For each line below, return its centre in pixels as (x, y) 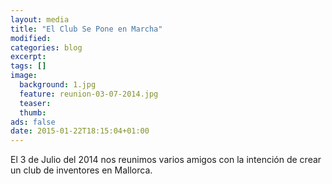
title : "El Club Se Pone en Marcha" (86, 29)
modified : (31, 38)
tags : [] (28, 66)
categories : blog (46, 47)
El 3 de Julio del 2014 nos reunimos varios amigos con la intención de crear (166, 160)
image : (24, 76)
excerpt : (28, 57)
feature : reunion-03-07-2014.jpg (89, 94)
